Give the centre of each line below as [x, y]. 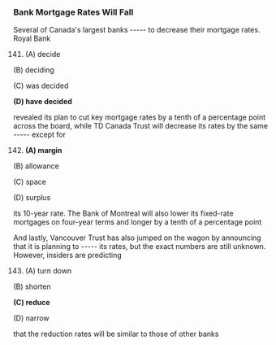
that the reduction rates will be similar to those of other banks [116, 334]
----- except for [39, 135]
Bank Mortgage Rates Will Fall [73, 12]
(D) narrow [31, 318]
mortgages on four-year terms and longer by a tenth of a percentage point [138, 222]
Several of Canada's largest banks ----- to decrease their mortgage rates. [137, 30]
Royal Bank [32, 38]
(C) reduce [32, 303]
